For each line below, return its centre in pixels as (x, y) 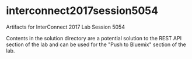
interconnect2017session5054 (82, 11)
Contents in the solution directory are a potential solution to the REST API (94, 38)
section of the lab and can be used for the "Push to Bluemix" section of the (96, 44)
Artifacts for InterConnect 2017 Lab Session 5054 (66, 27)
